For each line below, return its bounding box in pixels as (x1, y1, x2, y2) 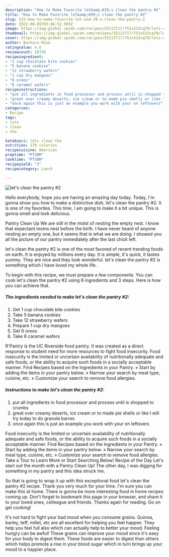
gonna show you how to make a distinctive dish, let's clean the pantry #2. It (5, 199, 162, 205)
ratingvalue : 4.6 (5, 45, 42, 50)
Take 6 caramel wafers (12, 333, 60, 339)
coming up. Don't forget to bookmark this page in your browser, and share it (5, 494, 162, 500)
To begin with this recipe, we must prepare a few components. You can (5, 271, 153, 277)
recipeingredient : (5, 54, 44, 59)
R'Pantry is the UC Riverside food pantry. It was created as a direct (5, 343, 144, 349)
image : (5, 26, 19, 31)
